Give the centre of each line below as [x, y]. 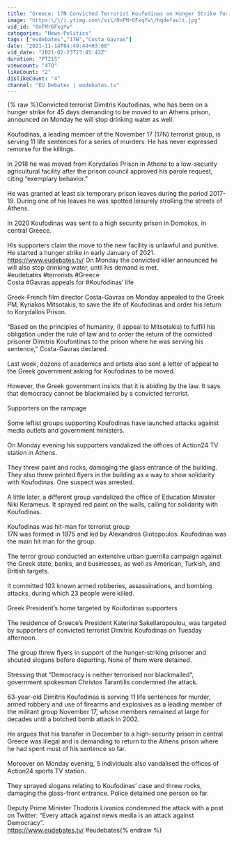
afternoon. [22, 638]
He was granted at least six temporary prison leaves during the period [108, 194]
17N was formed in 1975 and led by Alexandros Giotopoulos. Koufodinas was [117, 534]
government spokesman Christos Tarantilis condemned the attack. [103, 682]
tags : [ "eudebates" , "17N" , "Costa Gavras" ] [70, 40]
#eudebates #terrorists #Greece [53, 275]
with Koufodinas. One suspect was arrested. [71, 482]
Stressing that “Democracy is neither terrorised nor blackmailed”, [100, 675]
